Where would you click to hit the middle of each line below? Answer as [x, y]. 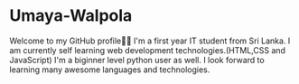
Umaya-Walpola [71, 16]
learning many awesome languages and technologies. [110, 70]
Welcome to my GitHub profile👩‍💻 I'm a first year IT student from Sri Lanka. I [150, 41]
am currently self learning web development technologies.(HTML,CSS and [148, 50]
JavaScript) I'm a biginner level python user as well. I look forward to [137, 60]
